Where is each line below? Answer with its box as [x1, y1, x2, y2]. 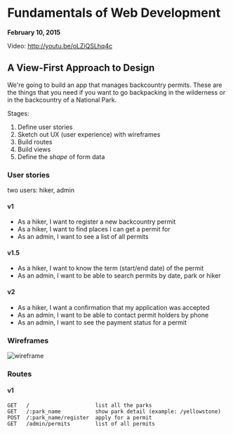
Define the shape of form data [17, 152, 105, 161]
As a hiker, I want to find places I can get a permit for [17, 225, 171, 233]
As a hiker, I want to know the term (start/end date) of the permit [17, 264, 204, 273]
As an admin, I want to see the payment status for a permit [17, 318, 187, 327]
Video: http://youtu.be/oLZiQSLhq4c [7, 41, 113, 50]
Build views [17, 145, 51, 154]
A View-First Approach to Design [7, 62, 155, 74]
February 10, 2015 [7, 28, 61, 36]
